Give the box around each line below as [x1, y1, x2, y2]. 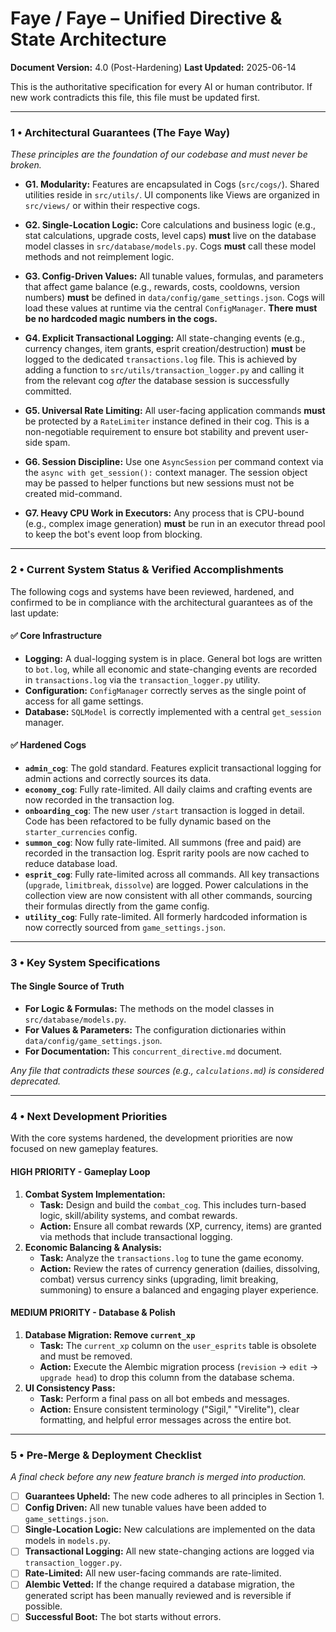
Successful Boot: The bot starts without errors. [24, 1611, 222, 1623]
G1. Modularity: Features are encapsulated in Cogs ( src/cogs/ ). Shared [24, 178, 320, 191]
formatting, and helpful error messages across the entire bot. [39, 1413, 292, 1426]
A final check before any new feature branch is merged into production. [10, 1471, 307, 1483]
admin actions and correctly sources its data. [24, 772, 212, 784]
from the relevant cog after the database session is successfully [24, 375, 290, 387]
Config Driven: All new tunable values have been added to [24, 1502, 267, 1514]
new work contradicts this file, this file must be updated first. [10, 91, 261, 103]
